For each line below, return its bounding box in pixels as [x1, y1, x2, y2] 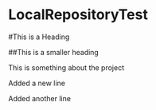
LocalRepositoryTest [8, 6, 149, 24]
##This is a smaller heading [8, 47, 99, 57]
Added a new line [8, 78, 66, 88]
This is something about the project [8, 62, 125, 73]
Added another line [8, 93, 72, 103]
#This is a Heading [8, 32, 70, 41]
